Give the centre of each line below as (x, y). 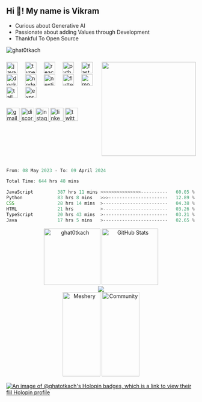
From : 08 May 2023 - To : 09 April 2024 (56, 170)
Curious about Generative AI (50, 25)
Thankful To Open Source (47, 38)
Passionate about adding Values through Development (82, 32)
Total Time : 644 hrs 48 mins (43, 181)
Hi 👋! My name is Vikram (53, 11)
